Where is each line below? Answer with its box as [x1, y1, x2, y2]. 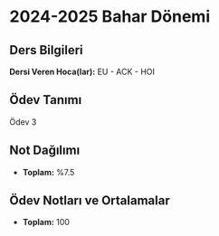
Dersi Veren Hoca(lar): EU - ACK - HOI [9, 66, 156, 77]
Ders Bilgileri [9, 42, 83, 58]
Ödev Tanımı [9, 92, 82, 108]
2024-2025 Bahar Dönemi [9, 6, 211, 27]
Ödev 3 [9, 116, 37, 127]
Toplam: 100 [22, 217, 71, 228]
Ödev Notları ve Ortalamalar [9, 193, 170, 209]
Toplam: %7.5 [22, 166, 75, 177]
